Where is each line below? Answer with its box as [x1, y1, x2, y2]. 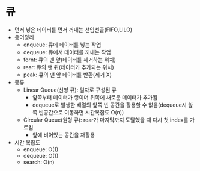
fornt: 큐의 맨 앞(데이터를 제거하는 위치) [23, 56, 117, 63]
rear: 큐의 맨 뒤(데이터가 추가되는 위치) [23, 63, 115, 70]
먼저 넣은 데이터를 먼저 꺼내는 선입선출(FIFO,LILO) [14, 26, 133, 33]
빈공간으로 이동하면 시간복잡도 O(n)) [38, 108, 124, 116]
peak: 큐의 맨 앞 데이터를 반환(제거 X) [23, 71, 112, 78]
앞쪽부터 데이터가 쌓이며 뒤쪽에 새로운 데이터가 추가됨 [32, 93, 158, 101]
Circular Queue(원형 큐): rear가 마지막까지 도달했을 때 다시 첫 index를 [23, 116, 189, 123]
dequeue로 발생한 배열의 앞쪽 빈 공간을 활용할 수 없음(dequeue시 [32, 101, 187, 108]
